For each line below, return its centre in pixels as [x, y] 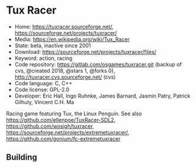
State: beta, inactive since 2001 [53, 46]
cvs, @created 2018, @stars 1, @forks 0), [65, 70]
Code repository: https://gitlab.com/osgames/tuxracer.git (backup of [98, 64]
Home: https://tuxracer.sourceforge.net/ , [64, 27]
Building [22, 157]
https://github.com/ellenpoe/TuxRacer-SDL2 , [61, 119]
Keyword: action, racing [43, 58]
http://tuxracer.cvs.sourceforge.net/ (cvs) [65, 77]
